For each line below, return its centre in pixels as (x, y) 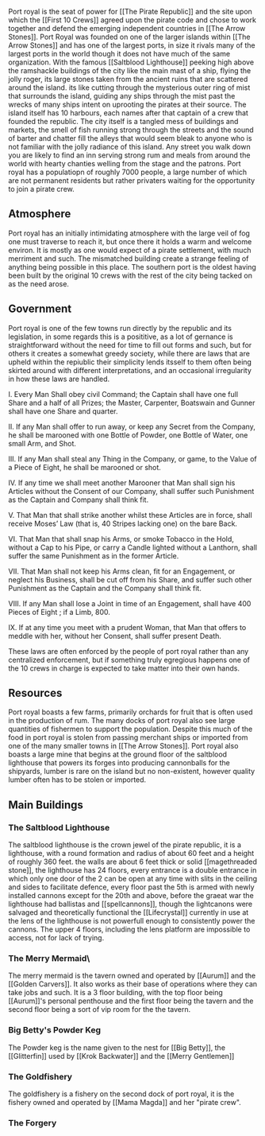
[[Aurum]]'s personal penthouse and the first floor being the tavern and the (131, 1001)
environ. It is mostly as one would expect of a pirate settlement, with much (130, 250)
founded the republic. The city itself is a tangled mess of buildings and (123, 121)
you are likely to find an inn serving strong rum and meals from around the (129, 155)
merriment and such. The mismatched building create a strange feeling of (129, 259)
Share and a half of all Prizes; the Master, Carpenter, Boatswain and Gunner (132, 403)
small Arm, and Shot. (42, 443)
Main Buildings (46, 805)
